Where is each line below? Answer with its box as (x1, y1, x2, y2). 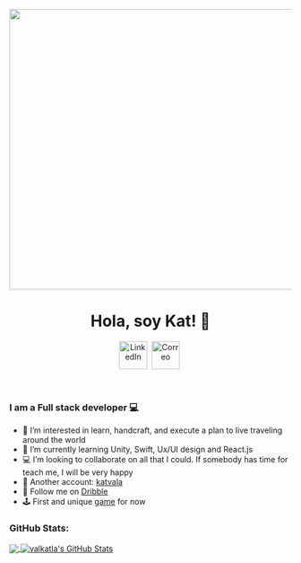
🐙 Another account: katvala (21, 477, 124, 488)
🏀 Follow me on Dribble (21, 486, 108, 497)
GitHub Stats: (9, 522, 70, 534)
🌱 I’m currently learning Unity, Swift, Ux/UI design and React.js (21, 444, 254, 455)
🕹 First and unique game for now (21, 497, 146, 507)
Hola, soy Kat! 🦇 (90, 311, 211, 331)
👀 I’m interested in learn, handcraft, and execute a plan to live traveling (21, 425, 283, 435)
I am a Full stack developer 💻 (9, 400, 139, 413)
